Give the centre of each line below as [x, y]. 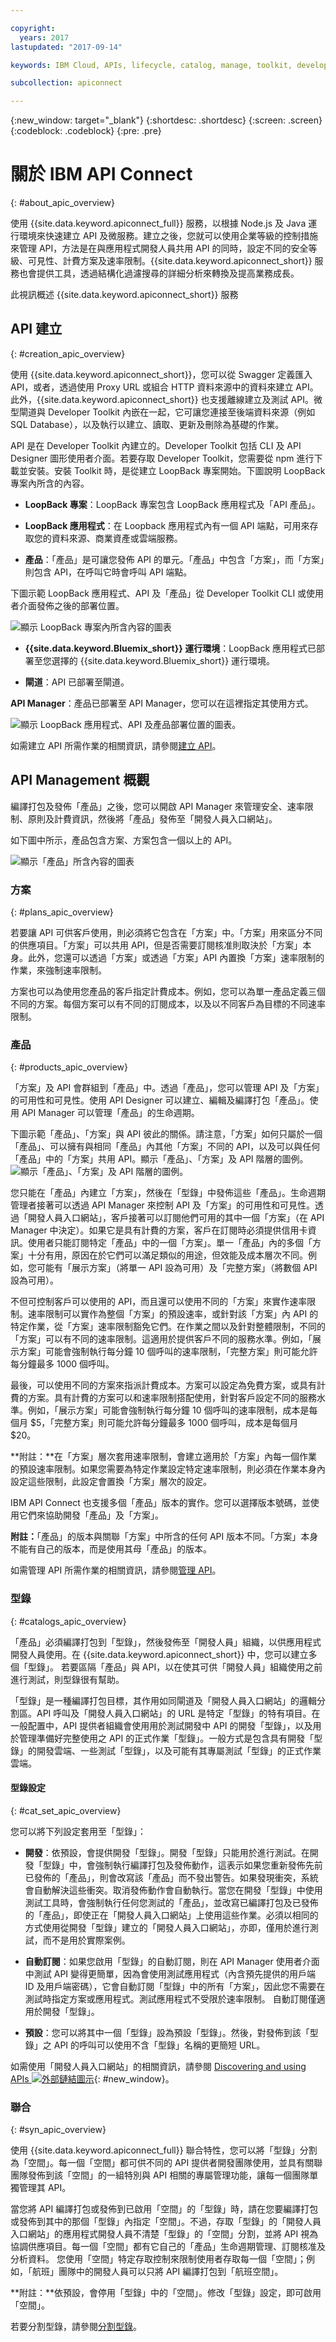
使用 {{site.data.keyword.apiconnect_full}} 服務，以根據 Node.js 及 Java [158, 223]
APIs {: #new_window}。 [92, 2078]
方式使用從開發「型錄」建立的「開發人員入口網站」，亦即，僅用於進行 [167, 1927]
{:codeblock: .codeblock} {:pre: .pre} [86, 131]
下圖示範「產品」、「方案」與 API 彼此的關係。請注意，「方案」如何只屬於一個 [166, 1134]
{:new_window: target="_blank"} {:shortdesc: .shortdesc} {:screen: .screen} [166, 120]
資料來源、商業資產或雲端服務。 [117, 538]
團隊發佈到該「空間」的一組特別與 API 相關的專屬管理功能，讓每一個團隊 [160, 2175]
